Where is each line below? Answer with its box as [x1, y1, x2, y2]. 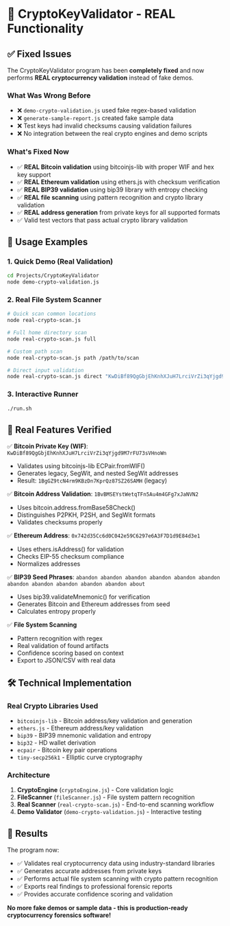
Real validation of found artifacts [16, 642, 110, 650]
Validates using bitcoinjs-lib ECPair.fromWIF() [16, 462, 146, 470]
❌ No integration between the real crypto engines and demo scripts [16, 130, 208, 138]
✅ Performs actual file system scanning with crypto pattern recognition [16, 875, 218, 883]
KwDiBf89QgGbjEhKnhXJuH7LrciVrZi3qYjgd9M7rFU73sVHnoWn [7, 450, 167, 457]
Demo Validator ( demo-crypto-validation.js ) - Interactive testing [16, 808, 202, 816]
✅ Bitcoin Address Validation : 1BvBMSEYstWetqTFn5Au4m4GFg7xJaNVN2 [7, 490, 199, 498]
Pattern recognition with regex [16, 634, 103, 643]
